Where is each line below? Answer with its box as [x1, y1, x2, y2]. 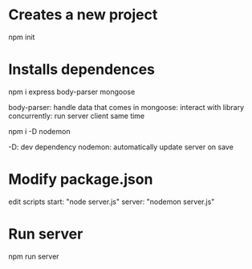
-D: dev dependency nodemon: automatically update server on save [8, 142, 234, 152]
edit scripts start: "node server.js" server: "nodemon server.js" [8, 197, 215, 206]
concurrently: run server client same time [8, 111, 145, 120]
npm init [8, 32, 35, 42]
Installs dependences [8, 60, 155, 79]
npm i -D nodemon [8, 126, 71, 136]
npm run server [8, 251, 59, 261]
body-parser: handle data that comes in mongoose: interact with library [8, 102, 245, 112]
